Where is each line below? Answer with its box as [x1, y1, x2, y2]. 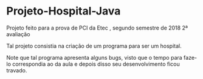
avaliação [6, 30, 30, 37]
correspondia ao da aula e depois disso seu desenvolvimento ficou [12, 60, 181, 68]
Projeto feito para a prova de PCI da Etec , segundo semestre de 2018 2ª [6, 24, 188, 31]
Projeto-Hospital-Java [6, 4, 121, 18]
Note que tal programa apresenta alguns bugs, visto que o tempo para [6, 54, 182, 61]
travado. [6, 66, 27, 74]
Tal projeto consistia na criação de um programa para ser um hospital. [6, 42, 182, 49]
